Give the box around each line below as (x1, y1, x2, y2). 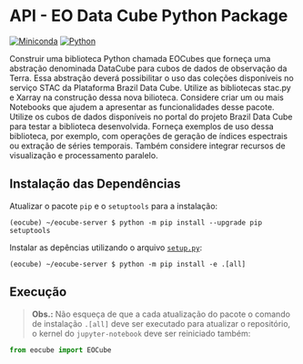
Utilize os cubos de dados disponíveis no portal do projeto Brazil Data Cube (9, 111, 293, 122)
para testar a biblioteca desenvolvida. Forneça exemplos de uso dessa (9, 120, 275, 132)
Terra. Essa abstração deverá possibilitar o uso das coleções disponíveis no (9, 72, 294, 83)
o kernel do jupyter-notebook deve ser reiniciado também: (31, 328, 251, 339)
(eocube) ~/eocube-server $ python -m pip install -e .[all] (9, 259, 247, 268)
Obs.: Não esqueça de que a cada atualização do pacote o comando (31, 308, 291, 319)
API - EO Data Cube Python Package (9, 5, 288, 26)
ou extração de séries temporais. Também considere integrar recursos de (9, 140, 286, 151)
